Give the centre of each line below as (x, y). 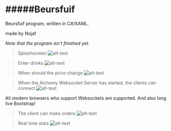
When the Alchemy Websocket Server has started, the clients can (87, 83)
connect (27, 88)
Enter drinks (31, 63)
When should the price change (50, 73)
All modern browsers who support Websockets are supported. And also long (86, 98)
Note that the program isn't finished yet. (47, 43)
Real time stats (33, 123)
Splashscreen (32, 53)
